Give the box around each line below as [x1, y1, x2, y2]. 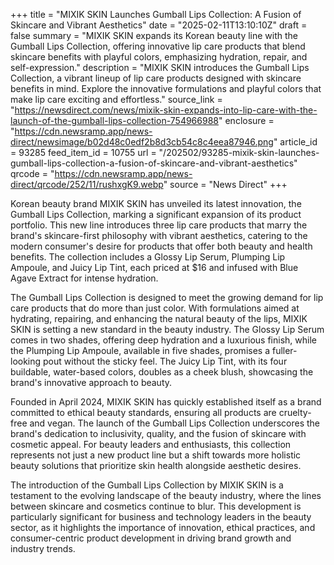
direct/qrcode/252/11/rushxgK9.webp [10, 179, 164, 190]
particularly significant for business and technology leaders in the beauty [10, 511, 312, 523]
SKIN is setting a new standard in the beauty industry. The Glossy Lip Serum [10, 324, 325, 335]
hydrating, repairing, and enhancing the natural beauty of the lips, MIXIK [10, 313, 308, 324]
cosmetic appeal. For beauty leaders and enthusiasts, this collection [10, 439, 292, 450]
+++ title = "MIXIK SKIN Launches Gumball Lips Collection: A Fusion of [10, 9, 302, 20]
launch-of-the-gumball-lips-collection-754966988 [10, 115, 219, 126]
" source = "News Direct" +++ [163, 179, 288, 190]
